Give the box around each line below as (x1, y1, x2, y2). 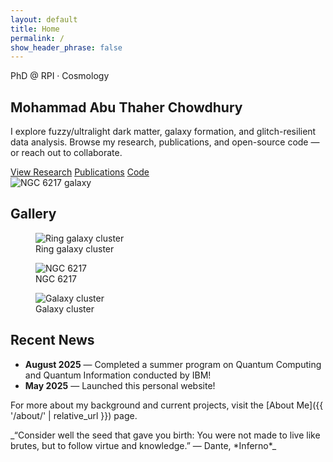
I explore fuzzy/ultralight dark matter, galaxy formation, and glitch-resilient (10, 126, 317, 138)
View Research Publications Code (10, 166, 150, 178)
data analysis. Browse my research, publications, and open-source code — (10, 136, 320, 148)
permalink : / (10, 33, 65, 43)
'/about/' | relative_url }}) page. (10, 409, 138, 421)
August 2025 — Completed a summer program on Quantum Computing (24, 358, 322, 370)
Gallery (10, 206, 57, 223)
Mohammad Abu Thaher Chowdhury (10, 99, 243, 116)
